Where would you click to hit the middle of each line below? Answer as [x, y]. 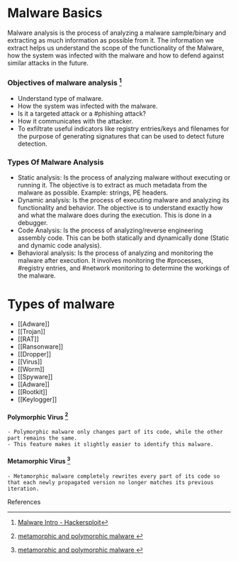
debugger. [33, 222]
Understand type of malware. [61, 98]
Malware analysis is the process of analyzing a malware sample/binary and [117, 33]
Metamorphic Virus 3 [39, 461]
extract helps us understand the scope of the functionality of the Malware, [116, 48]
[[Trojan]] [32, 331]
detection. [32, 143]
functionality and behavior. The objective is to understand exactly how [120, 207]
